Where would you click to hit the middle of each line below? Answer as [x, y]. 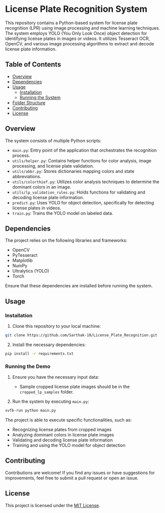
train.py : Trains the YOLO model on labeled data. [63, 213]
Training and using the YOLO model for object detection [69, 445]
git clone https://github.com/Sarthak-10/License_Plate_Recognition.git [81, 335]
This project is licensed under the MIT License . [53, 505]
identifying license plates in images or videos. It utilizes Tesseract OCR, [78, 39]
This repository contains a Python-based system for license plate [71, 23]
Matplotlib [22, 261]
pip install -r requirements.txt [39, 354]
